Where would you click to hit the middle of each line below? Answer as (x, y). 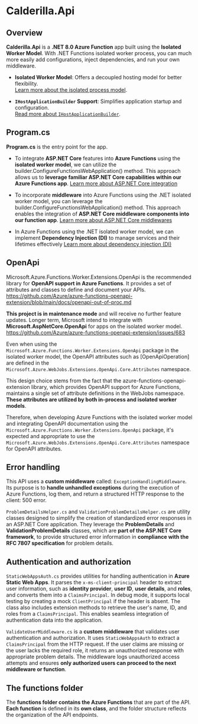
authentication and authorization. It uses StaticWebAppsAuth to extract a (93, 638)
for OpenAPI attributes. (34, 449)
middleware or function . (36, 670)
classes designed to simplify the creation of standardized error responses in (99, 518)
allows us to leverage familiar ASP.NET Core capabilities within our (98, 177)
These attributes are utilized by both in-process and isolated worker (92, 399)
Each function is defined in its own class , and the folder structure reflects (96, 709)
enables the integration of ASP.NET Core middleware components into (102, 214)
